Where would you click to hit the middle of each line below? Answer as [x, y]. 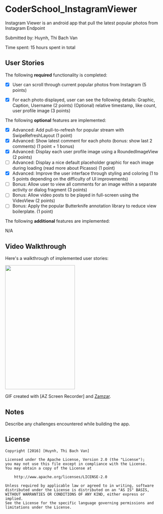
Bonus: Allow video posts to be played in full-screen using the [76, 195]
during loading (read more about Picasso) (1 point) [64, 168]
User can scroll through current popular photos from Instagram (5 [79, 84]
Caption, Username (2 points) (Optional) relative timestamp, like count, [84, 105]
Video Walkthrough [36, 246]
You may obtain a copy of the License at [49, 468]
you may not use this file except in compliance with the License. [76, 464]
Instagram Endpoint [25, 28]
